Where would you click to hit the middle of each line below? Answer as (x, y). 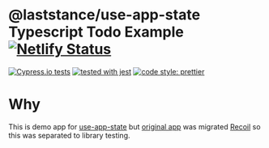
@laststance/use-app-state (105, 15)
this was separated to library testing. (70, 135)
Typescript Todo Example (96, 32)
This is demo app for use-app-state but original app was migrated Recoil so (134, 126)
